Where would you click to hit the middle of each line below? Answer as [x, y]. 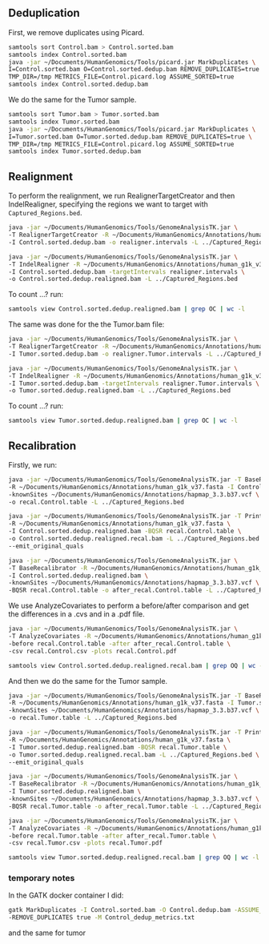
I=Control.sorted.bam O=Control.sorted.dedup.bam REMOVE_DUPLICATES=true [134, 70]
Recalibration [42, 446]
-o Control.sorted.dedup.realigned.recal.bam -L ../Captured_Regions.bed [134, 539]
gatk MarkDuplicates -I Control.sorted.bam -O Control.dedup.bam [119, 910]
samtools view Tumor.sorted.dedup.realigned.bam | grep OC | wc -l [123, 421]
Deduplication [44, 13]
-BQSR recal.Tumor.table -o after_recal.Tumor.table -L [103, 806]
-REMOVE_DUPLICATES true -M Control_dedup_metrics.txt [102, 918]
